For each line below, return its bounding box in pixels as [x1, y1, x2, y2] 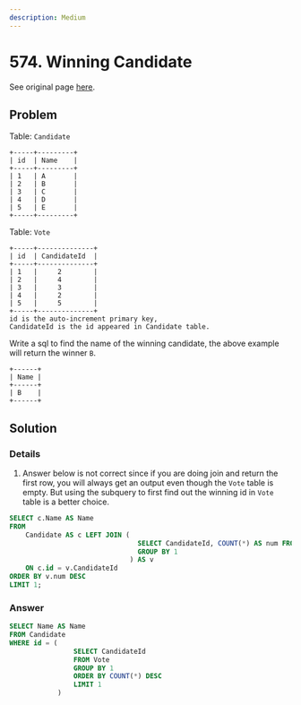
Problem [9, 107, 58, 122]
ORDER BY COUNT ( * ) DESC [73, 672, 163, 681]
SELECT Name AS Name [9, 622, 87, 632]
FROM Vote [73, 655, 110, 664]
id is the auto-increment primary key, [9, 314, 159, 323]
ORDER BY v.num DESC [9, 572, 87, 581]
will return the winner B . [9, 348, 97, 358]
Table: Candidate [9, 131, 71, 142]
